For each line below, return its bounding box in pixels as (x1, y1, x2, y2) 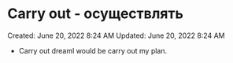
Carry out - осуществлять (7, 5, 184, 23)
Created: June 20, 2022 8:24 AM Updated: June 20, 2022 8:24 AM (7, 31, 225, 40)
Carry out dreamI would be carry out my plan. (18, 46, 168, 55)
